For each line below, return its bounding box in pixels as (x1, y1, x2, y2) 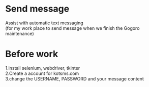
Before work (5, 49, 58, 60)
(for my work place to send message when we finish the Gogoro (5, 25, 140, 31)
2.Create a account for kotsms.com (5, 70, 79, 76)
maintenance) (5, 30, 34, 36)
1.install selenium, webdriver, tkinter (5, 65, 80, 71)
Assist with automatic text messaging (5, 20, 84, 26)
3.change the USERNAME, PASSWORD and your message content (5, 75, 144, 81)
